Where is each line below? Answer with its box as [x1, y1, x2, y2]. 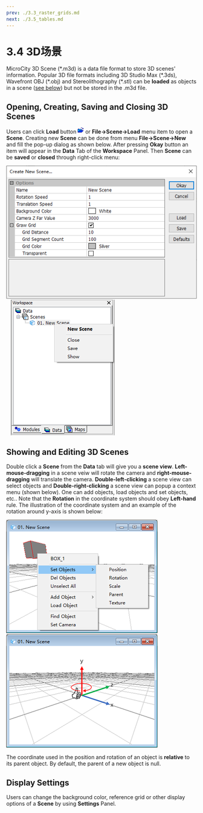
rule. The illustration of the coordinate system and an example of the [6, 501, 176, 509]
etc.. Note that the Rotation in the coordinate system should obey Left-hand [6, 495, 196, 503]
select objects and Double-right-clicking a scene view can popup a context [6, 482, 196, 489]
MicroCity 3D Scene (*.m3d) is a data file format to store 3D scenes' [6, 65, 176, 72]
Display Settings [6, 777, 69, 788]
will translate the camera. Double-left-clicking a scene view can [31, 476, 192, 483]
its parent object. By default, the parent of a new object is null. [6, 760, 161, 767]
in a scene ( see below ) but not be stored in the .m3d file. [6, 85, 147, 92]
